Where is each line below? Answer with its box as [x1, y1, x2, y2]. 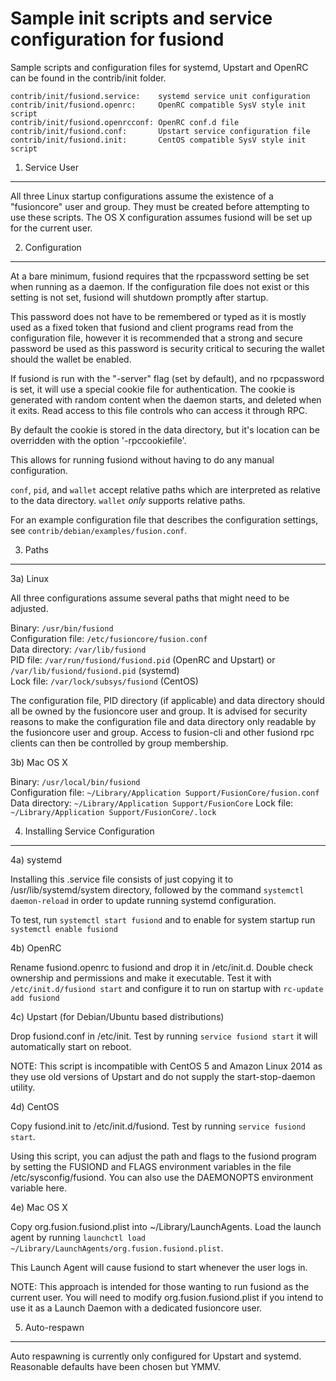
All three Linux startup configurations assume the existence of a [10, 190, 274, 202]
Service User [24, 161, 80, 173]
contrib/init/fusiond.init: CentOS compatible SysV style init [10, 135, 307, 145]
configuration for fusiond [10, 28, 225, 51]
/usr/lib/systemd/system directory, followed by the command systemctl [10, 883, 305, 896]
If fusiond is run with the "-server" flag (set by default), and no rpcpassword [10, 372, 325, 384]
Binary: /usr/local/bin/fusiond [10, 775, 141, 787]
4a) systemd [10, 853, 63, 866]
